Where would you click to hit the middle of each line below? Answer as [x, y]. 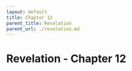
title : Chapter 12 [29, 18]
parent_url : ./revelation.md [43, 29]
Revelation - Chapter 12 [66, 59]
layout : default [27, 12]
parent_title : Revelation [39, 23]
